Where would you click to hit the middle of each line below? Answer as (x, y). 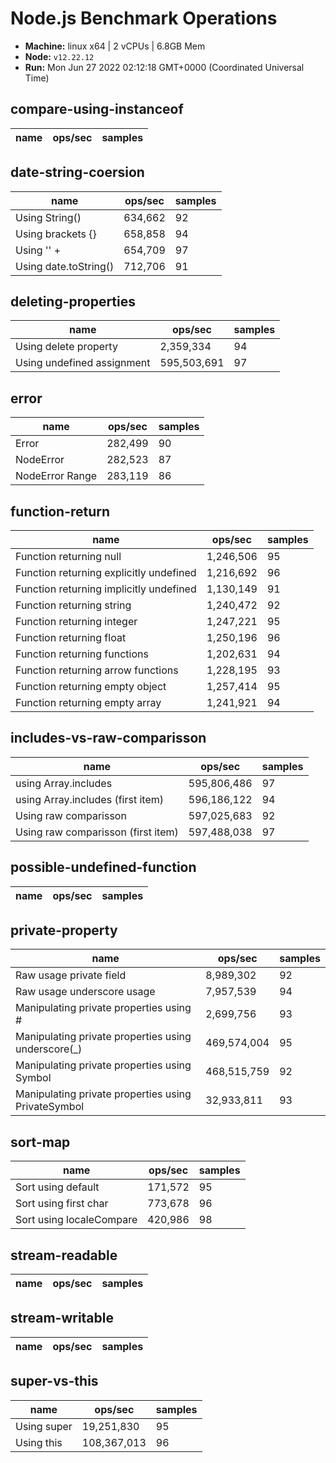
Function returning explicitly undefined (106, 572)
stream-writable (62, 1318)
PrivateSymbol (50, 1107)
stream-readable (64, 1255)
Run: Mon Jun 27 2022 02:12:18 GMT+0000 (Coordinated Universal (164, 67)
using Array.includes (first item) (89, 799)
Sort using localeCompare (76, 1220)
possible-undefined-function (103, 867)
